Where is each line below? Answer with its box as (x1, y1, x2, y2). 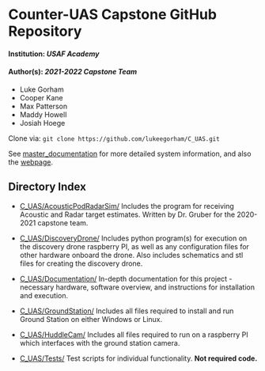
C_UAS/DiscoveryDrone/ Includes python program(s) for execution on (19, 233, 248, 243)
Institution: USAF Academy (8, 49, 100, 59)
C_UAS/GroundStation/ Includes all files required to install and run (19, 306, 234, 316)
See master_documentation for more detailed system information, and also (8, 149, 252, 158)
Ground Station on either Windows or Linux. (19, 314, 163, 324)
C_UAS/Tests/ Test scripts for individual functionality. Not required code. (19, 354, 258, 363)
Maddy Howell (19, 109, 67, 119)
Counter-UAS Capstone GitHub (8, 6, 218, 24)
